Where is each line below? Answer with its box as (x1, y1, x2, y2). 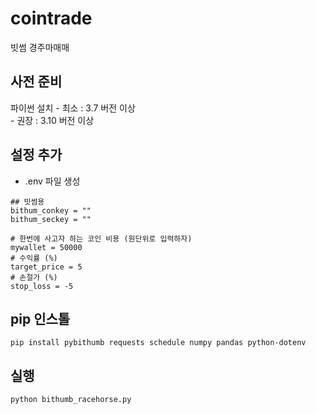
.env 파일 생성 (24, 175, 81, 187)
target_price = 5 (10, 262, 83, 272)
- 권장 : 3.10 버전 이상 (10, 114, 95, 126)
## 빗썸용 (10, 197, 45, 207)
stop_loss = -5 (10, 281, 74, 291)
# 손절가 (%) (10, 272, 58, 282)
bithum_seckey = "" (10, 214, 92, 224)
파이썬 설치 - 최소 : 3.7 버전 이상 (10, 102, 136, 114)
